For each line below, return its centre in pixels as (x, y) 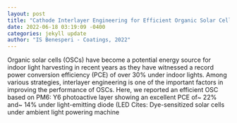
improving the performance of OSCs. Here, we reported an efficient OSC (113, 90)
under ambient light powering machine (63, 112)
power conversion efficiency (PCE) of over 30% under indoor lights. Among (117, 75)
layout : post (26, 14)
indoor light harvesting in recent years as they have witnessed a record (110, 67)
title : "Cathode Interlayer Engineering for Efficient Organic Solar (112, 20)
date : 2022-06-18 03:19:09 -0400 (56, 27)
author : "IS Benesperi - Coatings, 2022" (69, 40)
